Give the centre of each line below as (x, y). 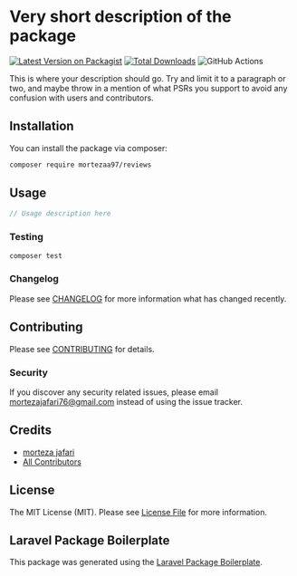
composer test (36, 255)
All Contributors (52, 461)
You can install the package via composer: (88, 148)
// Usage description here (60, 214)
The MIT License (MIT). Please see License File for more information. (138, 512)
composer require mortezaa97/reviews (81, 165)
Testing (26, 237)
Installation (42, 126)
